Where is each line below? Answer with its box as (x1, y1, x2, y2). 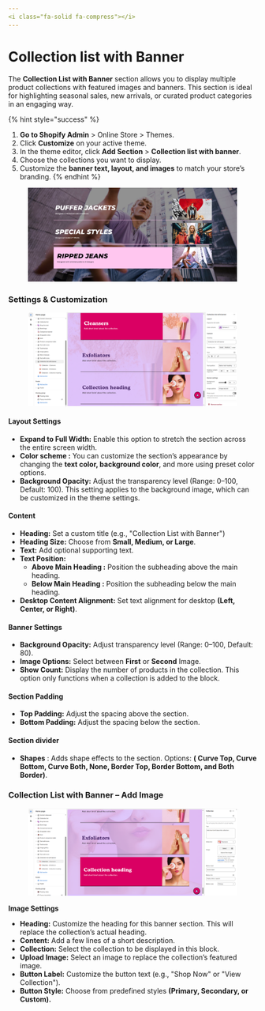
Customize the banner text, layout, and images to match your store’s (19, 163, 245, 173)
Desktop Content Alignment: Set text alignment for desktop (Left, (19, 595, 235, 605)
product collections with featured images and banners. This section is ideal (8, 82, 252, 92)
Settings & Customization (8, 293, 108, 304)
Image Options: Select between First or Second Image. (19, 657, 201, 666)
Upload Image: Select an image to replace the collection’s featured (19, 953, 237, 962)
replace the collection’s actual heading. (19, 927, 147, 937)
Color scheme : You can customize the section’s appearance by (19, 451, 228, 460)
